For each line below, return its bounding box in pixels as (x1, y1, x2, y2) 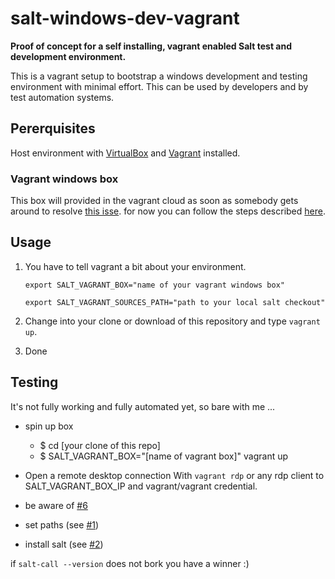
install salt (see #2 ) (24, 538, 104, 550)
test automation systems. (10, 91, 115, 103)
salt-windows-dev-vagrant (10, 7, 240, 30)
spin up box (24, 420, 74, 432)
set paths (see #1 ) (24, 518, 100, 531)
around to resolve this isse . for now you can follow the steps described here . (10, 205, 326, 217)
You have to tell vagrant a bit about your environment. (24, 260, 247, 272)
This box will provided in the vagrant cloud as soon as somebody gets (10, 195, 299, 207)
